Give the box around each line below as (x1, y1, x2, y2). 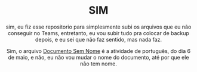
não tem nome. (79, 60, 118, 67)
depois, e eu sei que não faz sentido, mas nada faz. (35, 36, 162, 43)
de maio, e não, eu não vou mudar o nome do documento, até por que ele (8, 54, 189, 61)
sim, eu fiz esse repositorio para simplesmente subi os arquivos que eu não (5, 23, 192, 30)
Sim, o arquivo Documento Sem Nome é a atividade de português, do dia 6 (6, 47, 191, 54)
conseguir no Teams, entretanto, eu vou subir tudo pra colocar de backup (8, 29, 189, 36)
